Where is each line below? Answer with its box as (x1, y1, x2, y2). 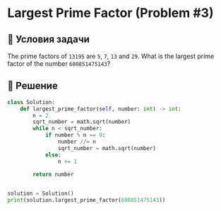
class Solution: (7, 98, 55, 105)
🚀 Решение (7, 80, 58, 92)
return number (32, 171, 74, 178)
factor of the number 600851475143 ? (7, 59, 111, 68)
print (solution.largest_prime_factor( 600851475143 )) (7, 197, 166, 204)
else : (44, 151, 61, 159)
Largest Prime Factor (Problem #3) (7, 5, 214, 21)
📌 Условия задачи (7, 33, 90, 45)
